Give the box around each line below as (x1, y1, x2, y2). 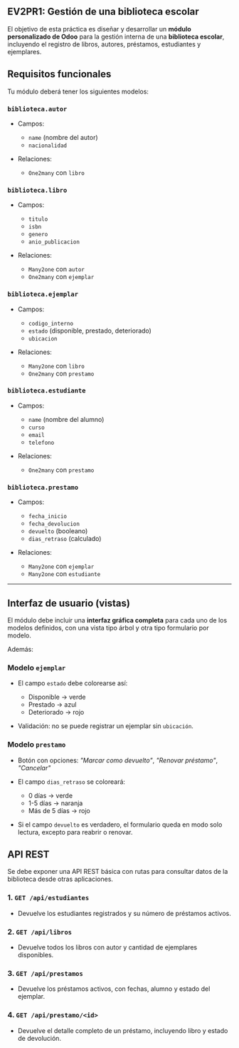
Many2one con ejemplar (28, 562, 95, 570)
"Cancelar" (17, 763, 51, 772)
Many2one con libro (28, 361, 85, 370)
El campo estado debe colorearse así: (17, 679, 128, 687)
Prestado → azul (28, 700, 77, 709)
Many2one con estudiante (28, 570, 101, 578)
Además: (7, 645, 33, 653)
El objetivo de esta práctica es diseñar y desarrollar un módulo (7, 24, 192, 33)
